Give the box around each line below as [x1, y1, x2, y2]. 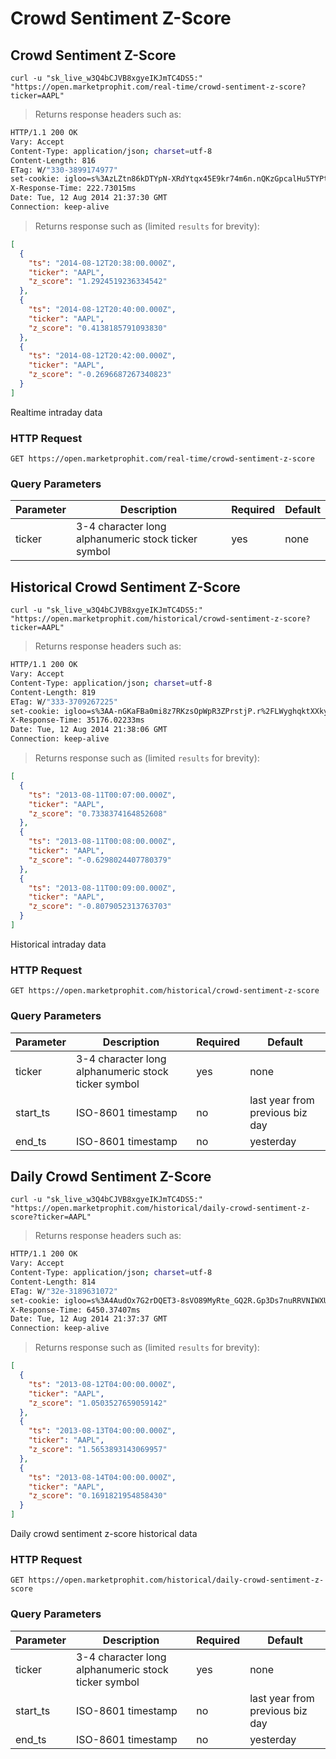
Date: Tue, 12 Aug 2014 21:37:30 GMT [10, 193, 168, 203]
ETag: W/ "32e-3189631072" [10, 1286, 118, 1296]
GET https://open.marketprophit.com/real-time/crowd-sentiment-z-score [10, 454, 315, 464]
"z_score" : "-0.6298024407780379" [28, 855, 172, 865]
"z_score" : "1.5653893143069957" [28, 1445, 168, 1455]
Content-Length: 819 [10, 687, 97, 697]
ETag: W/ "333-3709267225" [10, 697, 118, 707]
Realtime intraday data [10, 406, 103, 418]
